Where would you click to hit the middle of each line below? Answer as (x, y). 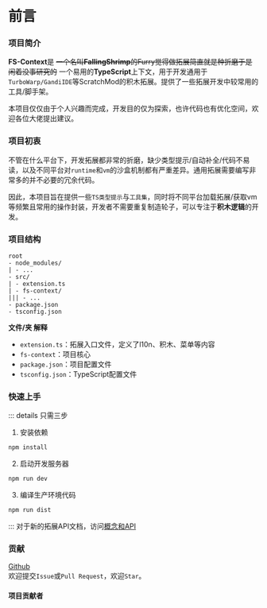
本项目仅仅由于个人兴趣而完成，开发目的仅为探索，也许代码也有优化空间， (130, 109)
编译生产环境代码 (48, 495)
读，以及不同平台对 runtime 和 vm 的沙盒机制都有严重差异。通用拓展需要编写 (129, 170)
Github (19, 567)
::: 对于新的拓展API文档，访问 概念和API (72, 526)
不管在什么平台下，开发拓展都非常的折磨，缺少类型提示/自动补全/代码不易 (129, 160)
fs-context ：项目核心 (55, 354)
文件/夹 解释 (28, 327)
